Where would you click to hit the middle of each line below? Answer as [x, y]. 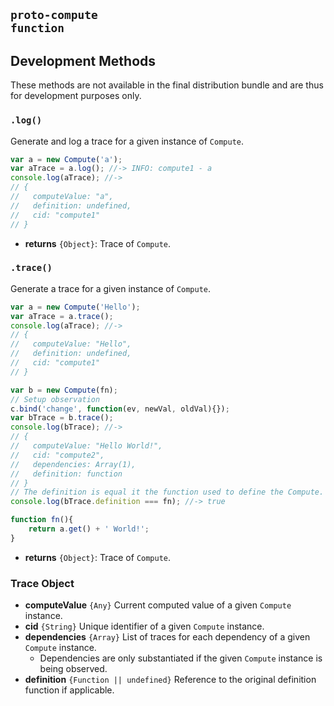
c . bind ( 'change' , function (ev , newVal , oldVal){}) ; [120, 409]
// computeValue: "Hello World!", [86, 446]
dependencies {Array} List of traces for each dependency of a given [167, 637]
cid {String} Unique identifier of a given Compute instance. [144, 626]
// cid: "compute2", [57, 455]
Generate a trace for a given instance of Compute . [111, 288]
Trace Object [42, 583]
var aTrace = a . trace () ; [62, 316]
